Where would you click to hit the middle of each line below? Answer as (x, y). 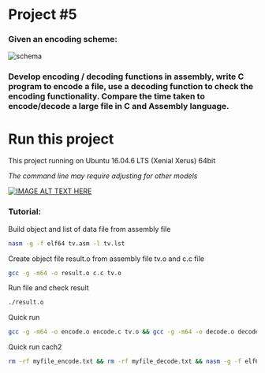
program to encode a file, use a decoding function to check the (131, 87)
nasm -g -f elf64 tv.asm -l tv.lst (67, 243)
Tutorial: (25, 212)
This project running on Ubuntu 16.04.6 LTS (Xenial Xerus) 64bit (112, 161)
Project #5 (43, 15)
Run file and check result (49, 288)
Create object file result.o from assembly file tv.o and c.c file (106, 259)
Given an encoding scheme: (63, 39)
